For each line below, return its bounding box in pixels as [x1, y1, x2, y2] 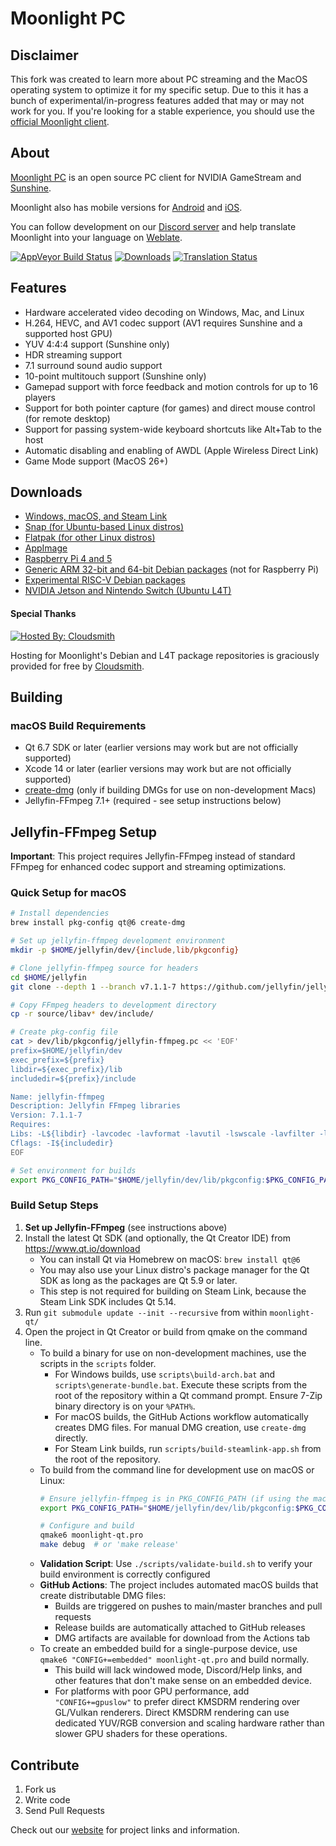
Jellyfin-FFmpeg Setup [10, 823, 158, 841]
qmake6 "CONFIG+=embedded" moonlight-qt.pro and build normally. [39, 1653, 310, 1666]
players [24, 391, 56, 403]
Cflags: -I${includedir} [10, 1138, 114, 1148]
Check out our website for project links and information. [10, 1823, 240, 1836]
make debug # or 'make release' [39, 1540, 180, 1550]
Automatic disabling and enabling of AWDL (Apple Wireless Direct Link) [24, 444, 319, 456]
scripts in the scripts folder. [39, 1357, 157, 1369]
